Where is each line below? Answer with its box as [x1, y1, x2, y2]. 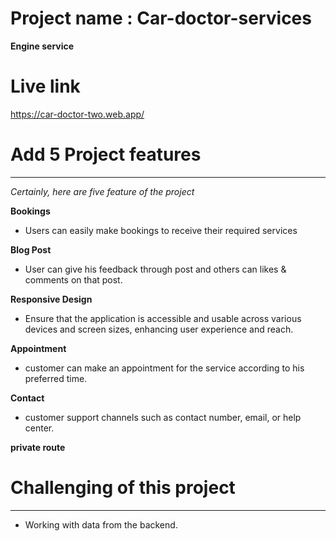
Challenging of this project [10, 477, 236, 499]
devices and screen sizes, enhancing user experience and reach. [24, 323, 294, 335]
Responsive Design [10, 293, 93, 305]
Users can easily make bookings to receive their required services [24, 224, 298, 236]
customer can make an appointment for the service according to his [24, 362, 305, 374]
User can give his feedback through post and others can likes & [24, 263, 287, 275]
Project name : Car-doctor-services [10, 7, 312, 30]
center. [24, 422, 55, 434]
